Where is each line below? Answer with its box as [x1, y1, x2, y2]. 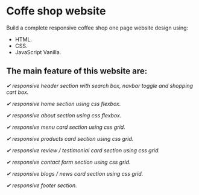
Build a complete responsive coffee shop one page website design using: [6, 24, 189, 31]
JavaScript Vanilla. [14, 48, 62, 55]
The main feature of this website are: [6, 66, 148, 76]
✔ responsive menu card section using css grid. [6, 123, 125, 131]
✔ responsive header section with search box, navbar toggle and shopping [6, 82, 194, 89]
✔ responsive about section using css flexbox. [6, 111, 122, 119]
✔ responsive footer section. [6, 182, 77, 189]
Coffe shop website [6, 4, 106, 18]
